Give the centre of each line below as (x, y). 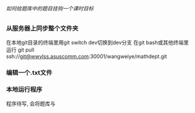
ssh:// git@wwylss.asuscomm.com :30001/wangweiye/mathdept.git (87, 56)
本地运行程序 (24, 90)
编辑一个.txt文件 (29, 73)
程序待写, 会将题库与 (31, 103)
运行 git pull (20, 50)
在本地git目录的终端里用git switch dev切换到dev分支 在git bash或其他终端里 (97, 42)
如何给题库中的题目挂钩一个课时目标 (50, 8)
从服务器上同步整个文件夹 (42, 29)
